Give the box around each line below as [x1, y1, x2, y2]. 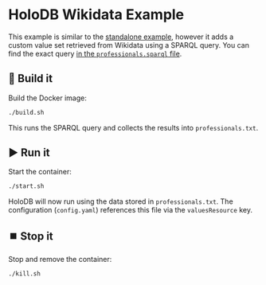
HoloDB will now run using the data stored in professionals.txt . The [8, 197, 233, 206]
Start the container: [8, 167, 72, 177]
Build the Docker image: [8, 93, 88, 103]
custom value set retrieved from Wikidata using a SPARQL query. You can [8, 40, 249, 49]
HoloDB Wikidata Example [8, 6, 185, 24]
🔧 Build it [8, 72, 53, 85]
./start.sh [8, 182, 45, 190]
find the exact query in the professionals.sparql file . [8, 49, 182, 58]
